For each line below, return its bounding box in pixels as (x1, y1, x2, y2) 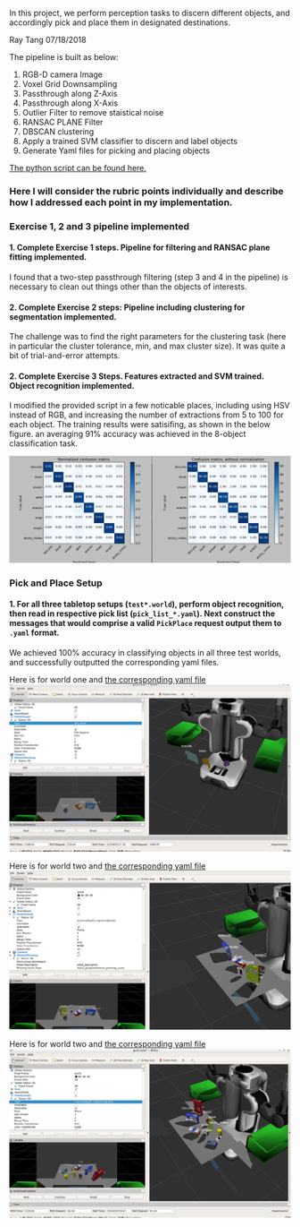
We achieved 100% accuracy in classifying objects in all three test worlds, (9, 648, 281, 658)
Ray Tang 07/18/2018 (9, 35, 87, 45)
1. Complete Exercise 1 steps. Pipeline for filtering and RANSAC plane (9, 242, 271, 253)
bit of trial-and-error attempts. (9, 350, 121, 361)
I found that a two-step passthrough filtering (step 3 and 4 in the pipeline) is (9, 272, 288, 283)
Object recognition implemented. (9, 380, 136, 390)
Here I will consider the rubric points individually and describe (9, 184, 284, 197)
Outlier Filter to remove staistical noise (21, 107, 164, 117)
